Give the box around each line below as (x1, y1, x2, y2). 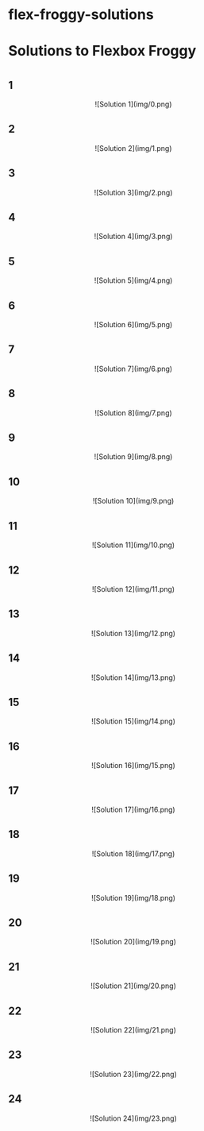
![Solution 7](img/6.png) (94, 364, 173, 373)
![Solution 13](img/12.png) (90, 628, 176, 638)
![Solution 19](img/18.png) (90, 893, 176, 902)
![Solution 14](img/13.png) (90, 673, 176, 682)
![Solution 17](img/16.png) (90, 805, 176, 814)
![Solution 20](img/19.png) (90, 937, 177, 947)
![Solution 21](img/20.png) (90, 981, 177, 990)
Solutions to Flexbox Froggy (8, 42, 197, 60)
